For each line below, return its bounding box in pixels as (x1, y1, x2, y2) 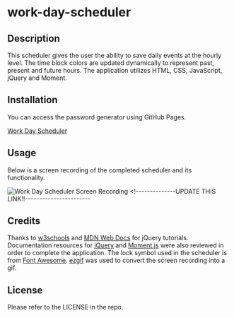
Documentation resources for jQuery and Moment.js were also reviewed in (7, 241, 224, 249)
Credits (7, 215, 41, 227)
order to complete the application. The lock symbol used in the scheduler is (7, 249, 228, 257)
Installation (7, 94, 58, 106)
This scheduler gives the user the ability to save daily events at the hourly (7, 51, 222, 59)
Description (7, 33, 60, 45)
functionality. (7, 173, 46, 182)
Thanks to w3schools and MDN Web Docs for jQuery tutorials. (7, 234, 189, 242)
